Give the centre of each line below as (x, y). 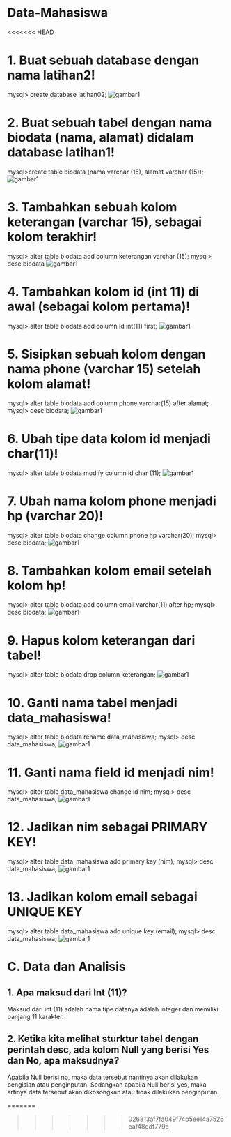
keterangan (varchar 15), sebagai (105, 222)
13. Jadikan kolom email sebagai (103, 897)
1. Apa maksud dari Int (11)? (67, 992)
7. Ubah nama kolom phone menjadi (112, 501)
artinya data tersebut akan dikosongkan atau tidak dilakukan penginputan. (113, 1092)
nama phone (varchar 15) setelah (104, 369)
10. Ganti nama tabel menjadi (92, 703)
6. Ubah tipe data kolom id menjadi (109, 438)
